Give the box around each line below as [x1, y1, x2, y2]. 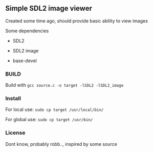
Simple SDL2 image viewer [5, 4, 92, 13]
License [5, 129, 26, 137]
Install [5, 95, 21, 102]
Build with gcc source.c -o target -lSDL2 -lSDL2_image [5, 82, 124, 88]
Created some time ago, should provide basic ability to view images [5, 17, 148, 24]
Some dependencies [5, 28, 49, 34]
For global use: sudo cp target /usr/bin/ [5, 117, 93, 123]
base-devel [12, 58, 37, 64]
